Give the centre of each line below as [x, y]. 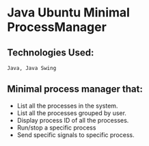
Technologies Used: [51, 52]
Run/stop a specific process [56, 127]
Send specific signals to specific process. [76, 134]
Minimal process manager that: [75, 89]
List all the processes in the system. [67, 106]
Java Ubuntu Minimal [68, 13]
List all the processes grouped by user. [71, 113]
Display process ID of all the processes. [73, 120]
